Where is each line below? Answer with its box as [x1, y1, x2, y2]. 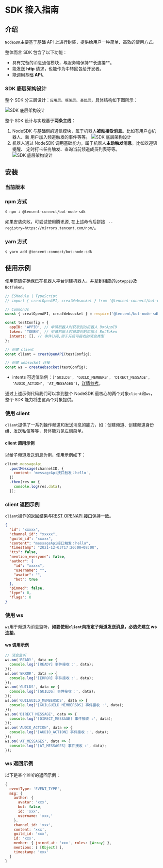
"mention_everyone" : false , [9, 554, 66, 559]
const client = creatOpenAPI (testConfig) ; [5, 352, 92, 357]
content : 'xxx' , [14, 827, 47, 832]
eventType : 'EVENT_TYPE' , [9, 786, 62, 791]
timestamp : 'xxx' [14, 850, 49, 854]
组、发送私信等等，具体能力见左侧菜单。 [5, 428, 86, 434]
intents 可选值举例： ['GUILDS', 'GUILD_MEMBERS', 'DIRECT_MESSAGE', [12, 374, 150, 380]
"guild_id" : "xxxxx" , [9, 536, 53, 541]
